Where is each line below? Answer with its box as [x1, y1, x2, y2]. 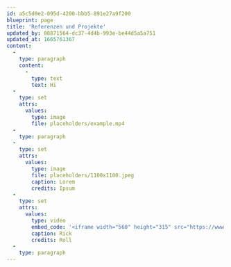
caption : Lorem [31, 178, 76, 185]
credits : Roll [31, 236, 72, 243]
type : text [31, 74, 63, 82]
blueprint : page [6, 17, 53, 24]
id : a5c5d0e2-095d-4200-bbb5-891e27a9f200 [6, 10, 131, 17]
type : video [31, 217, 67, 224]
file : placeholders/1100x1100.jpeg [31, 172, 135, 179]
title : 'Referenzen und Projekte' [6, 23, 107, 30]
